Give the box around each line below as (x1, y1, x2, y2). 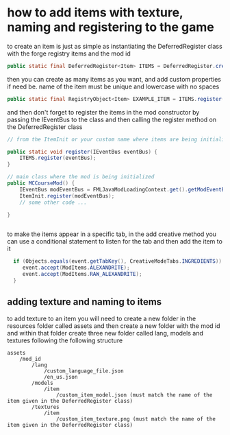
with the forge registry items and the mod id (7, 49, 131, 58)
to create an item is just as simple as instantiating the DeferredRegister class (7, 42, 222, 50)
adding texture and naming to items (7, 296, 162, 308)
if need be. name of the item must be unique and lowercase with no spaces (7, 82, 220, 91)
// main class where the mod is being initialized (7, 174, 155, 180)
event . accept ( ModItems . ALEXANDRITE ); (22, 264, 130, 272)
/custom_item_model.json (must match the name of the (55, 391, 213, 399)
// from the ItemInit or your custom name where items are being (7, 136, 197, 143)
